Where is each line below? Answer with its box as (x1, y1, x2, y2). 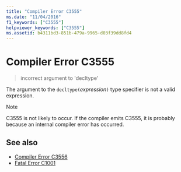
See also (6, 138, 38, 148)
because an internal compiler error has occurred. (6, 121, 124, 128)
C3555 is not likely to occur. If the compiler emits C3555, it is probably (6, 115, 175, 122)
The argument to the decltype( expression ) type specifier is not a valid (6, 86, 176, 93)
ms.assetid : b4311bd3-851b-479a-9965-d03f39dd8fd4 (6, 30, 132, 36)
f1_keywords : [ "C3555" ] (6, 19, 64, 25)
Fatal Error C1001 (14, 159, 56, 166)
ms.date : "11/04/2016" (6, 14, 61, 20)
